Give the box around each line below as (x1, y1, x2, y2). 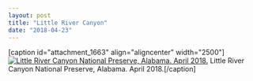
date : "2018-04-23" (8, 26, 73, 34)
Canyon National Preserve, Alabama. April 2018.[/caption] (8, 64, 196, 74)
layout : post (8, 11, 51, 20)
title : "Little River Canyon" (8, 19, 108, 27)
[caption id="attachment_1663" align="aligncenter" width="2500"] (8, 48, 225, 57)
